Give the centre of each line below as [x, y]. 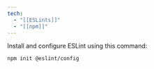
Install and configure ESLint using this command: [77, 46]
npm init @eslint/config [43, 59]
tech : [15, 13]
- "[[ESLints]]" [37, 20]
